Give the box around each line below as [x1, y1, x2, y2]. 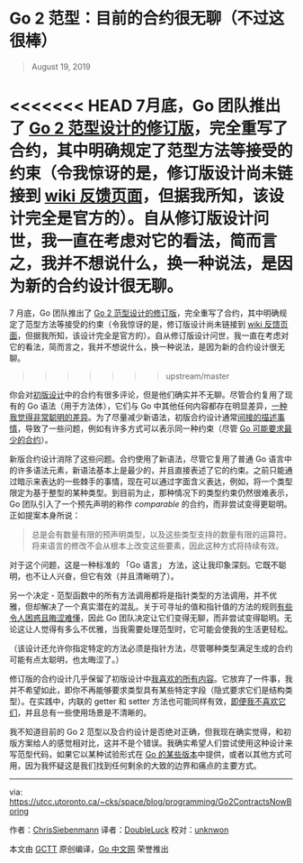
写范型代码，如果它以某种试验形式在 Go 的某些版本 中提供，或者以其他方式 [9, 748, 285, 759]
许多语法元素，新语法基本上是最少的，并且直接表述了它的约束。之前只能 [16, 464, 285, 475]
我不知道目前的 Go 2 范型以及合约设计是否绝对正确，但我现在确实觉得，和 [9, 726, 284, 737]
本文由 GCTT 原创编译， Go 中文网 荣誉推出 [9, 843, 169, 854]
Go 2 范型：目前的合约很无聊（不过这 [9, 8, 285, 29]
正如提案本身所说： [9, 510, 81, 520]
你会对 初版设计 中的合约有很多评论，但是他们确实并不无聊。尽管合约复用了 [9, 389, 285, 399]
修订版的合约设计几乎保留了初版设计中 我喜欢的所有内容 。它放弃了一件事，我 [9, 673, 293, 684]
